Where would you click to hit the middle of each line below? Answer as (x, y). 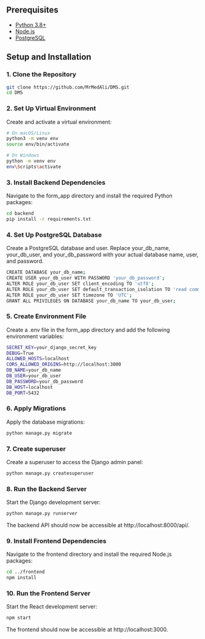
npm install (21, 578)
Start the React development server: (52, 607)
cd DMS (15, 93)
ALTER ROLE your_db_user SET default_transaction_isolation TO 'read (97, 289)
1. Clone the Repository (41, 75)
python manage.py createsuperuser (50, 473)
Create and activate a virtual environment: (59, 122)
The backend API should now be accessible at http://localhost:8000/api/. (98, 525)
